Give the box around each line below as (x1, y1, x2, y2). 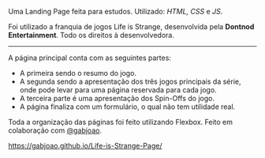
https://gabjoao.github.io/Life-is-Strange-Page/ (8, 141, 162, 150)
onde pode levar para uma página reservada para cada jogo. (19, 85, 217, 94)
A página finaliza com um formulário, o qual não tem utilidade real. (19, 102, 236, 111)
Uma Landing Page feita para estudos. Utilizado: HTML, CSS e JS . (8, 7, 223, 16)
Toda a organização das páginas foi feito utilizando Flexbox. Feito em (8, 118, 233, 126)
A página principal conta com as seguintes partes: (8, 53, 172, 62)
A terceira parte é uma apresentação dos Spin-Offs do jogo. (19, 94, 215, 103)
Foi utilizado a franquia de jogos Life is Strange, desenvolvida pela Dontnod (8, 22, 255, 31)
